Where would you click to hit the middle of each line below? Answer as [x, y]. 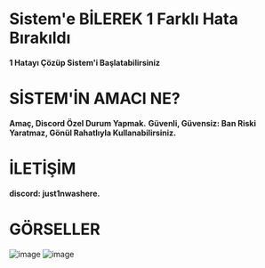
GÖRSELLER [55, 229]
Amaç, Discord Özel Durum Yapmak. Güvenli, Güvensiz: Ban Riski [132, 123]
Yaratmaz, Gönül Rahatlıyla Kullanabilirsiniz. [92, 133]
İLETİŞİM [43, 169]
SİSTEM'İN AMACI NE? [95, 99]
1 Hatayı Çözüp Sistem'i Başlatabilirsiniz [85, 62]
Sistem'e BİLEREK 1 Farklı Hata [124, 19]
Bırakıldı [40, 38]
